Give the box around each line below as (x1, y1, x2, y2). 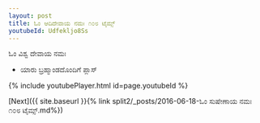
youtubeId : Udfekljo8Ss (8, 27, 89, 35)
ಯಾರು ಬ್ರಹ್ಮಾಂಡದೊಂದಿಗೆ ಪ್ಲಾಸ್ (19, 65, 97, 75)
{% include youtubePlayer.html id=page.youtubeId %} (8, 81, 189, 91)
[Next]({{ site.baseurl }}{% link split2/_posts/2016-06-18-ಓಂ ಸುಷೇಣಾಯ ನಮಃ (8, 96, 253, 106)
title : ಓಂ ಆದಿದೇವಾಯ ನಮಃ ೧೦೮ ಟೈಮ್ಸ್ (8, 19, 116, 27)
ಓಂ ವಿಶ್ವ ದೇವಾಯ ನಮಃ (8, 49, 66, 59)
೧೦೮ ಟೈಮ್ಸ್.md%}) (8, 105, 63, 115)
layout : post (8, 11, 53, 20)
